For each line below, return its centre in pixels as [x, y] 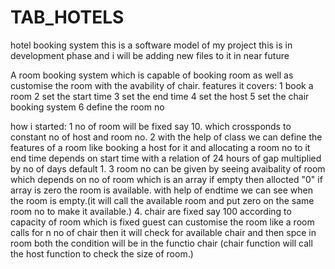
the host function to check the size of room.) [102, 253]
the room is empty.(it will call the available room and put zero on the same [162, 200]
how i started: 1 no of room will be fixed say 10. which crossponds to [151, 126]
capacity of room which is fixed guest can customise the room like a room [162, 222]
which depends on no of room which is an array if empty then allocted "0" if [166, 179]
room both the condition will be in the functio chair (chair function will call [161, 243]
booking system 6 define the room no [87, 107]
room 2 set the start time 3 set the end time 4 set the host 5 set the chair [160, 96]
